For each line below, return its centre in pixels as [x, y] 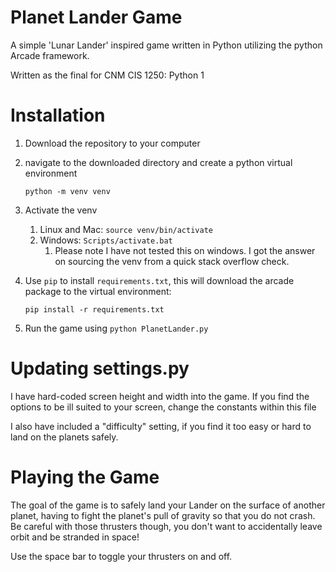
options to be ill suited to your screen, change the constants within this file [163, 407]
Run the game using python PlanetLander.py [116, 328]
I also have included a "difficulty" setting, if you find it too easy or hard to [161, 426]
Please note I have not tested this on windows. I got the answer [185, 250]
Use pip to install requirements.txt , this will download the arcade [159, 280]
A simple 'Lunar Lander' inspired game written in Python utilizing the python [166, 45]
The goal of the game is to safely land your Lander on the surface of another [168, 505]
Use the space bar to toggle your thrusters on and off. [121, 556]
